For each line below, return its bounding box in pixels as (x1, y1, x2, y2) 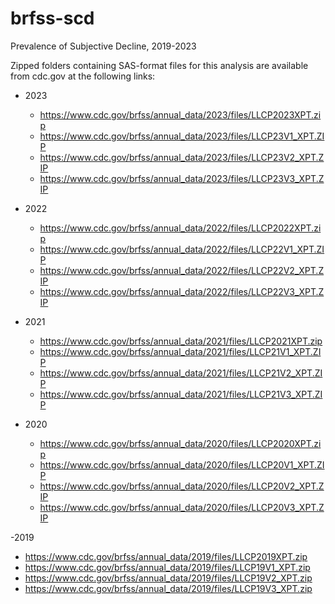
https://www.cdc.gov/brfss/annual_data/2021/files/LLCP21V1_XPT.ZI (39, 345, 322, 357)
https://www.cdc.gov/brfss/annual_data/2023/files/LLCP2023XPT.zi (39, 108, 322, 121)
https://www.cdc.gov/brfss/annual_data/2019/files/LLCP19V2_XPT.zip (24, 572, 313, 584)
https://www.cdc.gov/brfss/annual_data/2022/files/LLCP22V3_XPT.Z (39, 285, 325, 297)
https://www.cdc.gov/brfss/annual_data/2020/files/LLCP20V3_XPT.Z (39, 501, 325, 513)
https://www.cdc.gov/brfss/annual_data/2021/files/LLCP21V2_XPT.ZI (39, 367, 323, 379)
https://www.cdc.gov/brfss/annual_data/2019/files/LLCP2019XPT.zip (24, 550, 308, 562)
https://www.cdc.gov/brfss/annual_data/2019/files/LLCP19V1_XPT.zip (24, 561, 311, 573)
